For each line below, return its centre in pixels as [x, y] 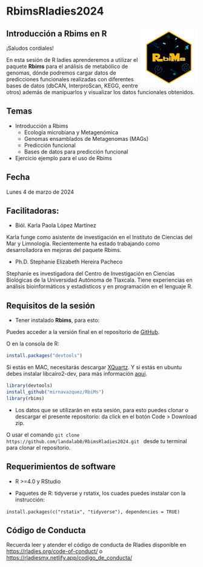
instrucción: [30, 500]
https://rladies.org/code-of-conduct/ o [55, 551]
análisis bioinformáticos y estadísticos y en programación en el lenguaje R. [99, 287]
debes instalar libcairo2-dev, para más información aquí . [77, 374]
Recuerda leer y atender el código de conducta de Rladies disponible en [96, 545]
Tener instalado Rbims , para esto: [57, 321]
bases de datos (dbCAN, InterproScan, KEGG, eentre [72, 86]
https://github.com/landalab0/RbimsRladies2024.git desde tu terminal [97, 441]
